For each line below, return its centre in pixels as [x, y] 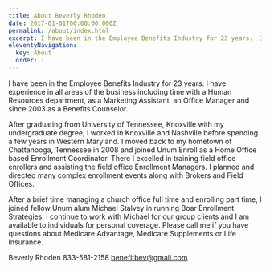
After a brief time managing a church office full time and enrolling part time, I [135, 199]
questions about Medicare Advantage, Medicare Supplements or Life [123, 233]
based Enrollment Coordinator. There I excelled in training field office [122, 158]
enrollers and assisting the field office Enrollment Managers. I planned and [131, 167]
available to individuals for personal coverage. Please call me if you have [129, 224]
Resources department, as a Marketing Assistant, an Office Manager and [129, 100]
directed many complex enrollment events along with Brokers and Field [126, 175]
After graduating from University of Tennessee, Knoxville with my [117, 124]
